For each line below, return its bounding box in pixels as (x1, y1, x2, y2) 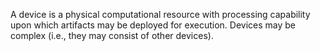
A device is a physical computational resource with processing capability (10, 9, 311, 20)
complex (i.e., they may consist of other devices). (10, 30, 214, 41)
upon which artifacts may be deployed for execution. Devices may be (10, 19, 296, 31)
